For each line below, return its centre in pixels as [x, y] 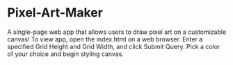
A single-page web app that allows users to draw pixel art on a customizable [117, 32]
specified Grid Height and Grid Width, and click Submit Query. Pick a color [114, 46]
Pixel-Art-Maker [55, 13]
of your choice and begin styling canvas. [65, 54]
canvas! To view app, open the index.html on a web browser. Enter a [105, 39]
